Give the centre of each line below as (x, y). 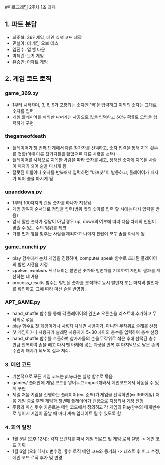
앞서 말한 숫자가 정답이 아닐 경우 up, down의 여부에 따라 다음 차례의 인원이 (84, 222)
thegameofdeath (26, 136)
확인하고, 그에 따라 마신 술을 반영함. (52, 289)
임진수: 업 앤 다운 (29, 49)
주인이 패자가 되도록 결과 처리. (41, 350)
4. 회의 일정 (18, 427)
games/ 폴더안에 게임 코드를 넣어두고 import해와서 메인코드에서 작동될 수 (83, 382)
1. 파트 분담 (21, 24)
